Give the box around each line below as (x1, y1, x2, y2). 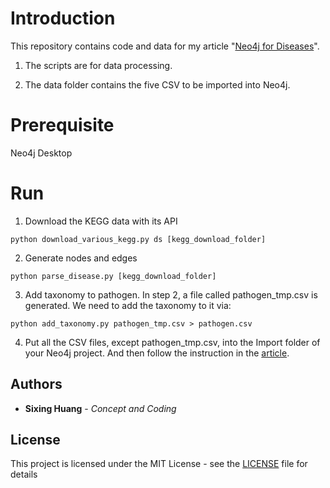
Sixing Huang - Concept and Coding (24, 402, 177, 414)
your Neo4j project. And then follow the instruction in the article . (24, 347, 290, 359)
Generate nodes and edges (24, 252, 138, 264)
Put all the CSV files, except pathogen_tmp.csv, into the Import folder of (24, 336, 321, 348)
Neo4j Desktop (10, 147, 73, 159)
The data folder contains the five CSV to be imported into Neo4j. (24, 78, 291, 91)
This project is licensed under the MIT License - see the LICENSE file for (10, 458, 308, 470)
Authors (10, 376, 63, 393)
